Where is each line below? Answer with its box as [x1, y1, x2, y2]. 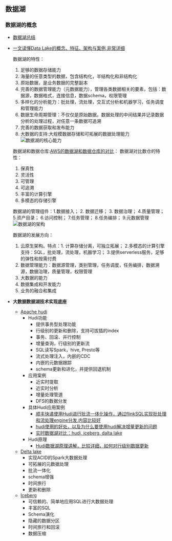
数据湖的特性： [12, 56, 45, 62]
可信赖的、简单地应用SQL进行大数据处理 [28, 498, 114, 504]
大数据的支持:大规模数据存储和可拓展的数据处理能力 [20, 131, 130, 137]
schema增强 [28, 473, 54, 480]
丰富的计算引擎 [20, 191, 52, 197]
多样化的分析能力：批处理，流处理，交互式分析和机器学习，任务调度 [20, 99, 164, 105]
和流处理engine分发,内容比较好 [35, 417, 101, 423]
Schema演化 [28, 511, 55, 517]
